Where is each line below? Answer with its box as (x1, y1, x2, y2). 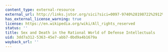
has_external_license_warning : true (5, 16, 81, 21)
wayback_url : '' (5, 40, 39, 45)
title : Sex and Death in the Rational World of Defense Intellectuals (5, 30, 155, 35)
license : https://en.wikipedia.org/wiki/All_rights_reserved (5, 21, 135, 26)
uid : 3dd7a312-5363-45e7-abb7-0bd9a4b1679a (5, 35, 97, 40)
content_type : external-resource (5, 7, 75, 12)
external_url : (5, 12, 35, 17)
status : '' (5, 26, 28, 31)
